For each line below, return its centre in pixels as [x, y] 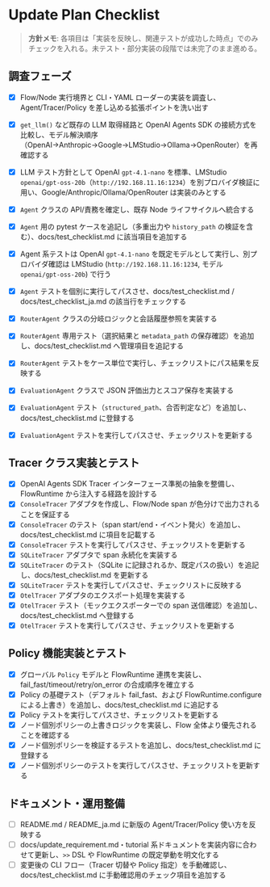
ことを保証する [45, 514]
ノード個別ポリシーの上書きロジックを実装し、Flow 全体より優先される [138, 725]
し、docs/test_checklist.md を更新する [84, 574]
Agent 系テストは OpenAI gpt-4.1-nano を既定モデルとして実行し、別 [135, 254]
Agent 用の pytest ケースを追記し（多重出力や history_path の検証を [133, 227]
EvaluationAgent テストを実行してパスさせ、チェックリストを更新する [136, 435]
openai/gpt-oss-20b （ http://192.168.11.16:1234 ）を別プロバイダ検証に [140, 182]
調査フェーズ [40, 76]
